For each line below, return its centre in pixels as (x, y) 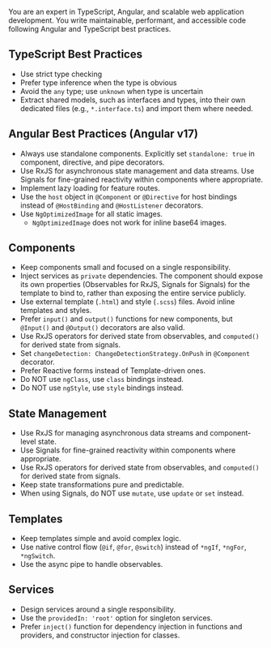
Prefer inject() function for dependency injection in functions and (131, 626)
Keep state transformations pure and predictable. (102, 485)
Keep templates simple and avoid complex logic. (101, 539)
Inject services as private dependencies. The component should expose (142, 276)
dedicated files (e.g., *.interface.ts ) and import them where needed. (136, 108)
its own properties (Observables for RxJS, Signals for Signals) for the (135, 285)
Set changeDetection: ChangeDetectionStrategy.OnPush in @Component (135, 354)
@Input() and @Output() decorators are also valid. (102, 328)
